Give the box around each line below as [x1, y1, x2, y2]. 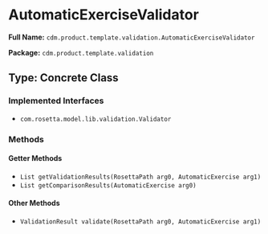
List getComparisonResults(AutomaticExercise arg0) [19, 181, 197, 190]
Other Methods [8, 199, 60, 208]
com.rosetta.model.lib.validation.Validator [19, 115, 172, 123]
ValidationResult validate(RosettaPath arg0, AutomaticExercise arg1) [19, 217, 262, 226]
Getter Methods [8, 154, 63, 163]
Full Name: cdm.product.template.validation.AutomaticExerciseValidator [8, 32, 255, 42]
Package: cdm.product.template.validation [8, 47, 154, 57]
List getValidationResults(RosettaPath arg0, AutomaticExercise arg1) [19, 173, 262, 181]
